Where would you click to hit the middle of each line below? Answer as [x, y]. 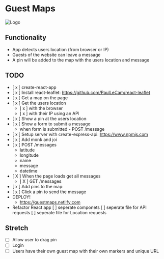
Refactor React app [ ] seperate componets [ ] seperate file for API [79, 207]
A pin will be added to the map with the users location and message [81, 60]
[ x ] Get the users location [39, 103]
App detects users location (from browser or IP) [60, 49]
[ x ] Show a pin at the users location [49, 118]
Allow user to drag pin [35, 240]
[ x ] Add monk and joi [35, 139]
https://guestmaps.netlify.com [50, 202]
